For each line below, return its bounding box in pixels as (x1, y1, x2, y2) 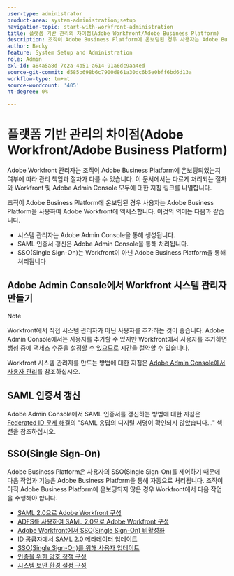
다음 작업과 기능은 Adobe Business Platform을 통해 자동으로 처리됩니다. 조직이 (7, 476, 224, 484)
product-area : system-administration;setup (7, 17, 136, 24)
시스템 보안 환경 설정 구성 (17, 561, 87, 569)
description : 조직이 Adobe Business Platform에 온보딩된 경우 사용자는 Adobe (7, 36, 219, 43)
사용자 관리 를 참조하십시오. (7, 367, 80, 375)
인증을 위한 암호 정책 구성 (17, 552, 87, 561)
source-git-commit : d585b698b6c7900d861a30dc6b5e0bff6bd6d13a (7, 69, 192, 76)
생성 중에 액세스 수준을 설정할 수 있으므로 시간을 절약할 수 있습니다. (7, 344, 190, 352)
